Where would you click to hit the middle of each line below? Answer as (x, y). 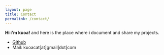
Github (19, 42)
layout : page (18, 10)
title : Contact (21, 14)
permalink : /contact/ (27, 19)
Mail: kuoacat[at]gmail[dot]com (44, 48)
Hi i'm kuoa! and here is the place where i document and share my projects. (82, 33)
